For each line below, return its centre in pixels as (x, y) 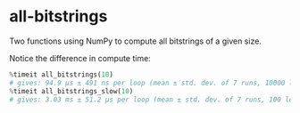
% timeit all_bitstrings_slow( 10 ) (71, 91)
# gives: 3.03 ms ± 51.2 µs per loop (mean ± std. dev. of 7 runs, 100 (145, 100)
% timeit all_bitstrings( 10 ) (62, 74)
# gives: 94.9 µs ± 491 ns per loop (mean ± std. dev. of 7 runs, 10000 (147, 83)
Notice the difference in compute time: (80, 58)
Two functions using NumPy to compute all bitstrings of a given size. (135, 41)
